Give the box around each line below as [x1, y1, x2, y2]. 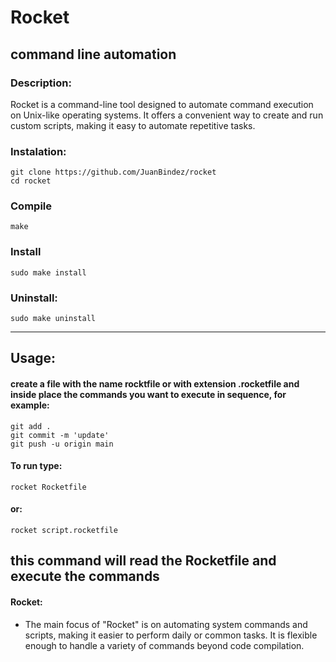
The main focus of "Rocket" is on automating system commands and [24, 618, 308, 630]
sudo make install [10, 267, 87, 278]
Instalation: [10, 144, 67, 158]
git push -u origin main [10, 439, 114, 449]
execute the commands [10, 568, 160, 585]
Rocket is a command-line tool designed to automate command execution [10, 98, 314, 110]
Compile [10, 199, 52, 213]
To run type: [10, 460, 63, 472]
